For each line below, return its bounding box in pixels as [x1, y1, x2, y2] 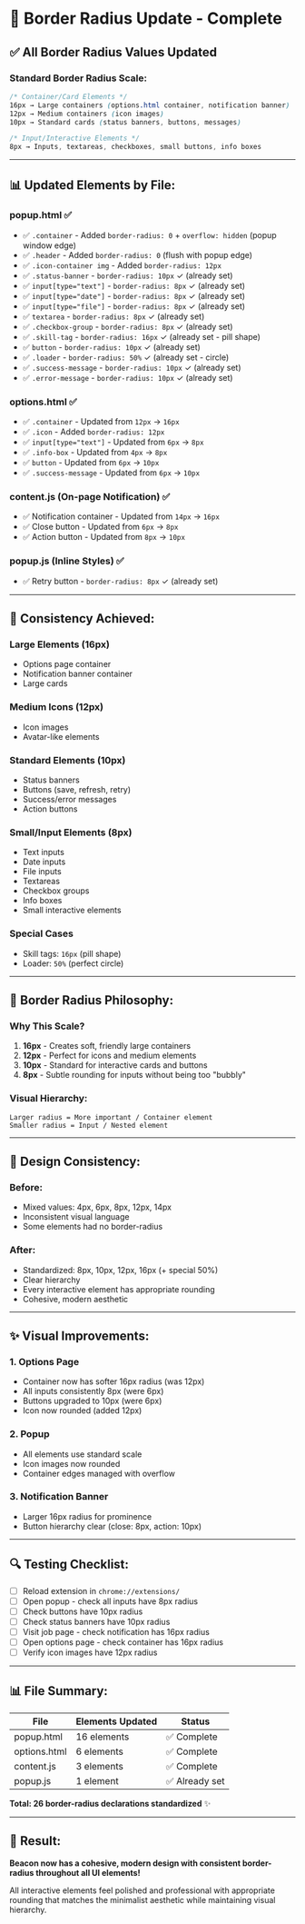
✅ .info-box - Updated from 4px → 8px [22, 447, 168, 458]
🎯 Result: [9, 1833, 62, 1849]
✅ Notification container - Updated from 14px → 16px [22, 511, 221, 522]
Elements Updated [75, 1715, 158, 1728]
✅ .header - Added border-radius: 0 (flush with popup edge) [22, 249, 252, 260]
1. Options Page [9, 1355, 80, 1368]
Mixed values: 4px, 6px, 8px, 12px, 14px [22, 1201, 172, 1212]
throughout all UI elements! [35, 1867, 141, 1878]
